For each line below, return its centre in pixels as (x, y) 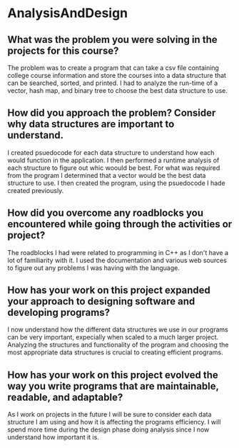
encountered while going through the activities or (120, 224)
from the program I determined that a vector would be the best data (107, 175)
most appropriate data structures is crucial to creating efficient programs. (115, 352)
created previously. (36, 190)
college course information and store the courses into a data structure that (117, 75)
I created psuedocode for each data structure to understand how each (111, 152)
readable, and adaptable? (65, 397)
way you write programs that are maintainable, (113, 386)
